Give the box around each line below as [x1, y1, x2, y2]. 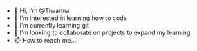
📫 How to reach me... [13, 37, 77, 44]
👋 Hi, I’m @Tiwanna [13, 7, 70, 14]
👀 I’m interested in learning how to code [13, 14, 128, 22]
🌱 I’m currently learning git [13, 21, 90, 29]
